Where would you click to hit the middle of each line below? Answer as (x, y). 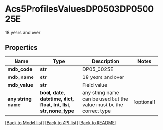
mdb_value (20, 85)
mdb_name (21, 77)
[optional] (144, 102)
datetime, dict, (57, 99)
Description (106, 61)
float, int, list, (56, 104)
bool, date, (52, 92)
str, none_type (57, 111)
